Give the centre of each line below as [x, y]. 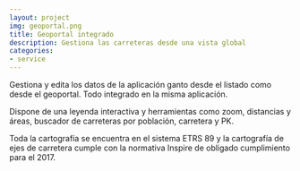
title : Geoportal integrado [62, 34]
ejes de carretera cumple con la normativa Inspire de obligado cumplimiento [150, 148]
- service [28, 59]
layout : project [39, 17]
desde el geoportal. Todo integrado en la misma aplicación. [119, 94]
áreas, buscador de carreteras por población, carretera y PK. [122, 121]
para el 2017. [33, 157]
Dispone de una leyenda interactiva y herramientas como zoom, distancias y [150, 111]
